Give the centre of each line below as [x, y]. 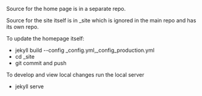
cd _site [25, 56]
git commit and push [41, 63]
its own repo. [23, 27]
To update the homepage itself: [45, 38]
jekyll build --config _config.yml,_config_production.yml [85, 50]
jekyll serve [29, 86]
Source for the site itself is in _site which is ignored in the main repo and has [101, 20]
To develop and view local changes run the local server [75, 75]
